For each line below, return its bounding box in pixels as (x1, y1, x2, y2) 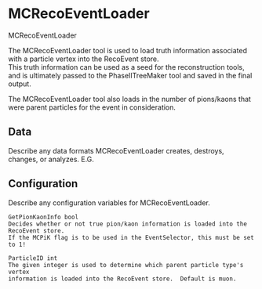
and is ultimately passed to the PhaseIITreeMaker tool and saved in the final (8, 70, 253, 80)
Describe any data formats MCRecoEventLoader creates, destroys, (8, 146, 225, 155)
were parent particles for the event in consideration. (8, 103, 176, 112)
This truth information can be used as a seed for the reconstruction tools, (8, 62, 245, 71)
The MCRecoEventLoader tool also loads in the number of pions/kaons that (8, 94, 251, 103)
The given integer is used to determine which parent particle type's (8, 261, 244, 269)
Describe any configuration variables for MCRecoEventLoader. (8, 197, 210, 208)
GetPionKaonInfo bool (8, 213, 79, 221)
